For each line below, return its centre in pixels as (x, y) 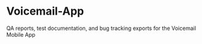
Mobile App (21, 34)
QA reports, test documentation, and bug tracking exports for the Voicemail (101, 28)
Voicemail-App (45, 11)
